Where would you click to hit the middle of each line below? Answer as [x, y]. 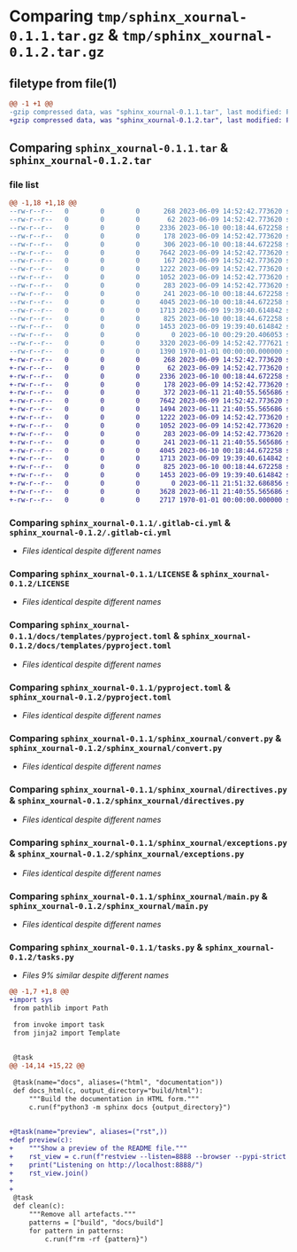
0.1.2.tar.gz [57, 53]
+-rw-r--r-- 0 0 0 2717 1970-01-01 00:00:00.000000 [146, 500]
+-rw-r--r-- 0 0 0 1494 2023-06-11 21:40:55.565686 [146, 410]
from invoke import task [58, 1025]
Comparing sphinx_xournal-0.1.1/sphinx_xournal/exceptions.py [148, 842]
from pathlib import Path [61, 1008]
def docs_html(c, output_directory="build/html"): [108, 1091]
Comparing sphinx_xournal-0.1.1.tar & [118, 148]
